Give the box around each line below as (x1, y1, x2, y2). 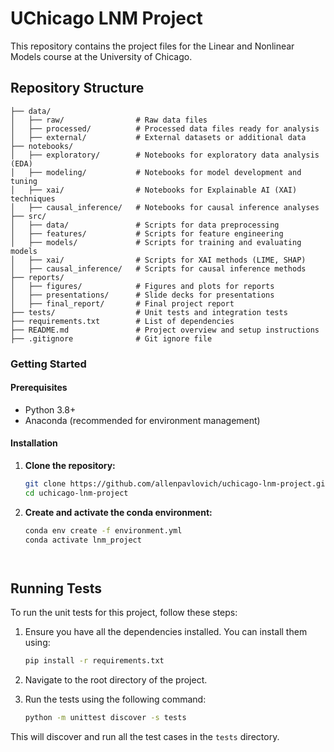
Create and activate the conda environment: (24, 506, 213, 518)
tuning (10, 176, 38, 186)
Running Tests (10, 580, 102, 597)
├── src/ (10, 211, 47, 221)
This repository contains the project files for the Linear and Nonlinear (10, 40, 295, 52)
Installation (10, 437, 58, 449)
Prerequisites (10, 382, 68, 394)
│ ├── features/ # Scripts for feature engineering (10, 228, 284, 239)
